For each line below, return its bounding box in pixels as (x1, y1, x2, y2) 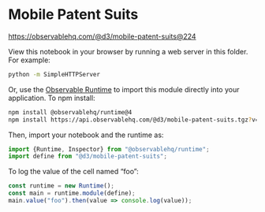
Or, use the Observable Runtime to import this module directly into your (8, 84, 240, 94)
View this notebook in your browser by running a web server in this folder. (8, 46, 248, 56)
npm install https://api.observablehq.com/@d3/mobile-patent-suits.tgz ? (8, 116, 252, 124)
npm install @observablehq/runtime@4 (8, 108, 132, 116)
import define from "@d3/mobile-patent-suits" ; (8, 152, 168, 161)
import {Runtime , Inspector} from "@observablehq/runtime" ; (8, 145, 211, 153)
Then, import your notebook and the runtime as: (8, 130, 164, 139)
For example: (8, 55, 51, 65)
